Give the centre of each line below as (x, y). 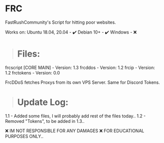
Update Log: (43, 102)
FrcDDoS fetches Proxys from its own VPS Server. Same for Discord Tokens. (82, 82)
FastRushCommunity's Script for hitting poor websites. (61, 22)
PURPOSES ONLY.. (24, 136)
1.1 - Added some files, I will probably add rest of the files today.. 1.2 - (76, 116)
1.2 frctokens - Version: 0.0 (33, 72)
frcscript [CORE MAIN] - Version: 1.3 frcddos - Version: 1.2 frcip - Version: (80, 68)
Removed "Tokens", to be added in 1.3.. (45, 121)
